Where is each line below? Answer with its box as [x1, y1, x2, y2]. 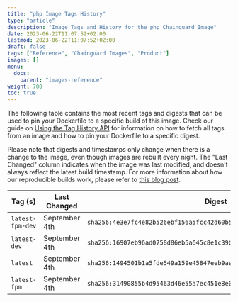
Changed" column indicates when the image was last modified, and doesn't [7, 160, 228, 169]
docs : [13, 69, 30, 77]
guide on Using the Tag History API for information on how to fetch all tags [7, 124, 225, 133]
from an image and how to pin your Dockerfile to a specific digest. [7, 132, 200, 140]
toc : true [7, 89, 37, 96]
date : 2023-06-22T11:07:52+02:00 [7, 30, 106, 38]
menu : [7, 63, 23, 70]
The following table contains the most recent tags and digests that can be [7, 109, 222, 118]
